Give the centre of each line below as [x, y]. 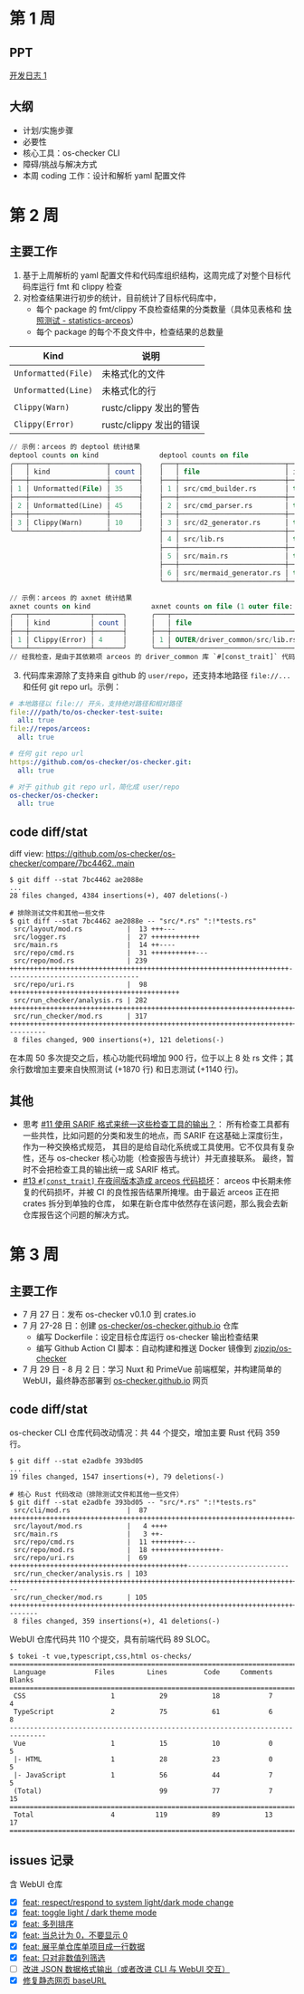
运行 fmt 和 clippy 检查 [81, 286]
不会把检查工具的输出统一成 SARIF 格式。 [108, 1169]
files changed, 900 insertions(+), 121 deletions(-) [123, 1040]
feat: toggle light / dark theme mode [90, 1913]
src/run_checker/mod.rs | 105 [80, 1597]
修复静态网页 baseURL [64, 1980]
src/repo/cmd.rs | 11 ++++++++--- [104, 1542]
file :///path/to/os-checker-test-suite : [87, 712]
